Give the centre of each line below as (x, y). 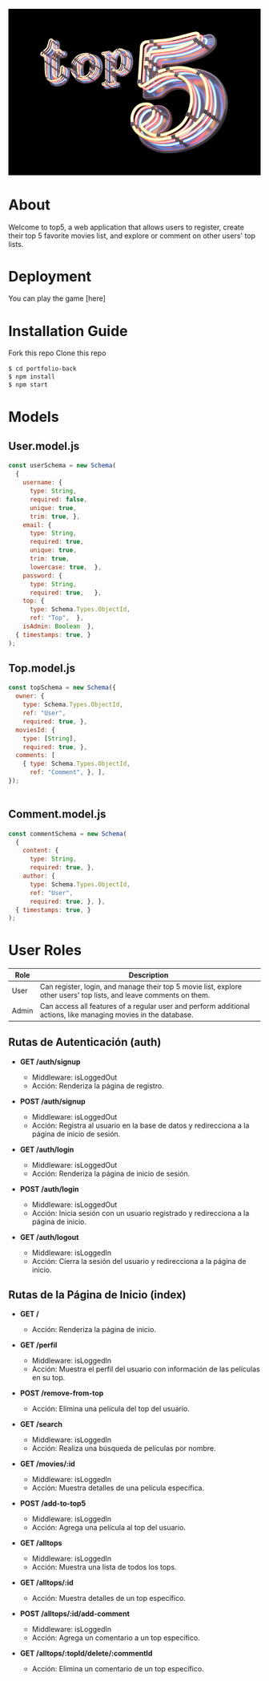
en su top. (48, 1378)
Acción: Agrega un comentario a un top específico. (116, 1638)
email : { (37, 525)
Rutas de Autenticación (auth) (85, 1042)
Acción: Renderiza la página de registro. (98, 1086)
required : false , (58, 499)
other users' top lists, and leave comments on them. (125, 994)
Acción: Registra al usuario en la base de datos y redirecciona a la (141, 1125)
